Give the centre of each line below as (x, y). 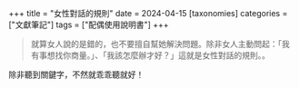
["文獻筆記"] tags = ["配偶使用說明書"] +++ (89, 24)
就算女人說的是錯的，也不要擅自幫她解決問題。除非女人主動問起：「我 (160, 44)
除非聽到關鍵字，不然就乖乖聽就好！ (76, 74)
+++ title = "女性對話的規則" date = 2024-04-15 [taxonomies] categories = (148, 13)
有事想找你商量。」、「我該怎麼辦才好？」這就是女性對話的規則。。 (150, 55)
